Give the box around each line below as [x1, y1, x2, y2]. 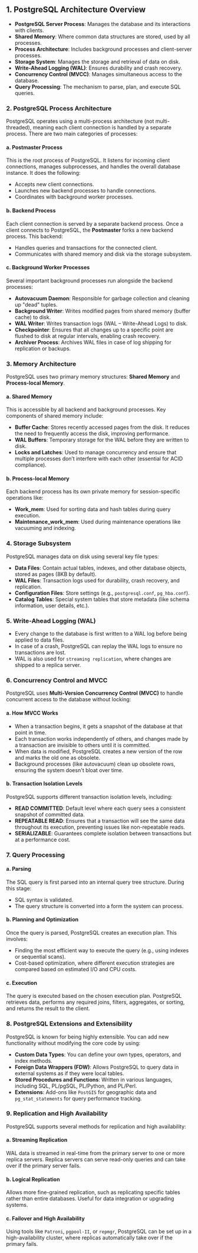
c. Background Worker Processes [6, 264, 90, 271]
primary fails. [6, 1241, 38, 1248]
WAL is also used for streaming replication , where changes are [14, 655, 171, 662]
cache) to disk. [14, 313, 51, 321]
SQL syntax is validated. [14, 896, 74, 903]
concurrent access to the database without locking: [6, 696, 131, 703]
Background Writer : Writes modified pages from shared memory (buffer [14, 307, 190, 314]
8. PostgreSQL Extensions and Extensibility [6, 1020, 133, 1028]
